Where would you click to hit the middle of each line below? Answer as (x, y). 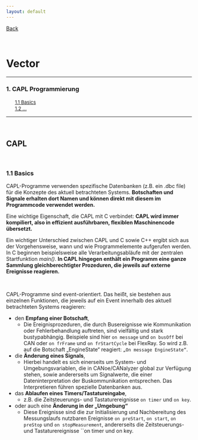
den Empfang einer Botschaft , (52, 318)
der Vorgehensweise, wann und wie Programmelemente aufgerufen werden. (99, 246)
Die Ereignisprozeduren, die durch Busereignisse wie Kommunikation (107, 324)
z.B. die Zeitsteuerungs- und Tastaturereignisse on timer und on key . (107, 399)
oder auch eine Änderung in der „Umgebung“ (71, 406)
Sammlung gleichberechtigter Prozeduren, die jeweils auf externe (88, 265)
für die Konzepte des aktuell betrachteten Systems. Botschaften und (90, 192)
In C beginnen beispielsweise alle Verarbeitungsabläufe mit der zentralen (95, 252)
